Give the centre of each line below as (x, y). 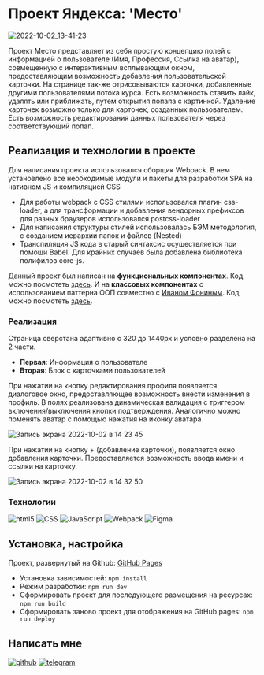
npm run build (43, 604)
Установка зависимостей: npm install (83, 578)
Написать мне (45, 643)
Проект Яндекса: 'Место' (95, 14)
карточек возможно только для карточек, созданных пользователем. (126, 109)
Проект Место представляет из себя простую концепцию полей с (119, 50)
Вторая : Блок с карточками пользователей (92, 370)
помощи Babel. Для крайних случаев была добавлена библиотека (131, 252)
